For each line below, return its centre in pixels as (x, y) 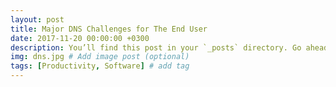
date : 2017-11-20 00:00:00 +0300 (80, 38)
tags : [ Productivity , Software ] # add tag (100, 66)
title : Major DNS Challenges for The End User (109, 29)
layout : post (37, 19)
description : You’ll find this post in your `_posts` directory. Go (156, 47)
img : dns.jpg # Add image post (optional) (100, 57)
